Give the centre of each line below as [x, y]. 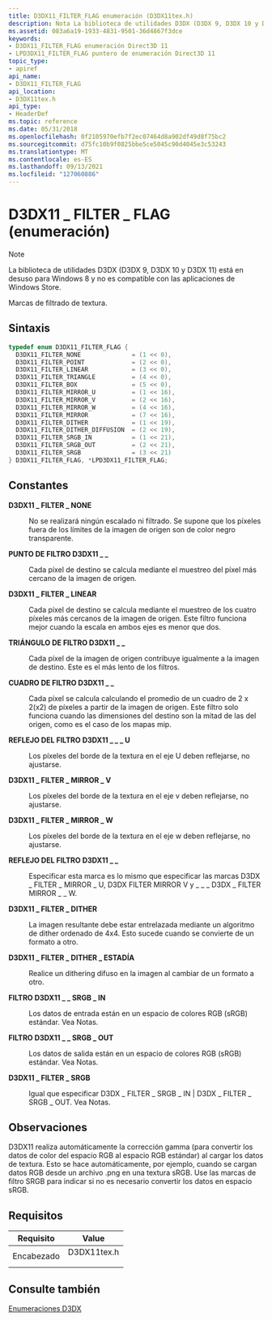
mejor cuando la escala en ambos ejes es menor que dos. [125, 626]
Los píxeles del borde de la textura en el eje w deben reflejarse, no [140, 836]
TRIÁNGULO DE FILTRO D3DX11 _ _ [67, 643]
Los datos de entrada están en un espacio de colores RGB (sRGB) [138, 1013]
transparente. [51, 538]
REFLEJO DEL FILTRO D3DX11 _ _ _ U [70, 740]
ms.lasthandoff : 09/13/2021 [56, 167]
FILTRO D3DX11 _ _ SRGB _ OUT [61, 1037]
